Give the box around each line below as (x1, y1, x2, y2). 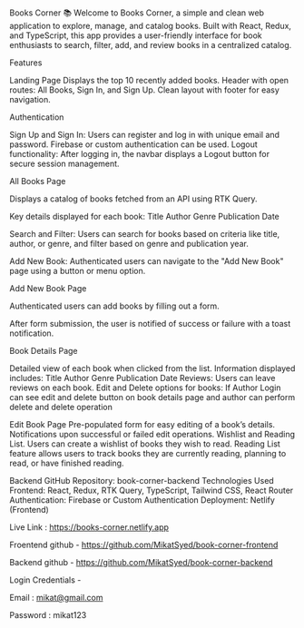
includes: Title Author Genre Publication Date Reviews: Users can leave (9, 373, 276, 383)
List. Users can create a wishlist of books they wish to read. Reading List (9, 438, 281, 449)
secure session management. (9, 158, 120, 169)
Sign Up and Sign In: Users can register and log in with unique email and (9, 130, 279, 140)
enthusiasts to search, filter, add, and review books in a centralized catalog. (9, 40, 292, 50)
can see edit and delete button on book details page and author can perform (9, 392, 296, 402)
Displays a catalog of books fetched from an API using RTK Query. (9, 193, 258, 204)
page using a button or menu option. (9, 266, 146, 276)
